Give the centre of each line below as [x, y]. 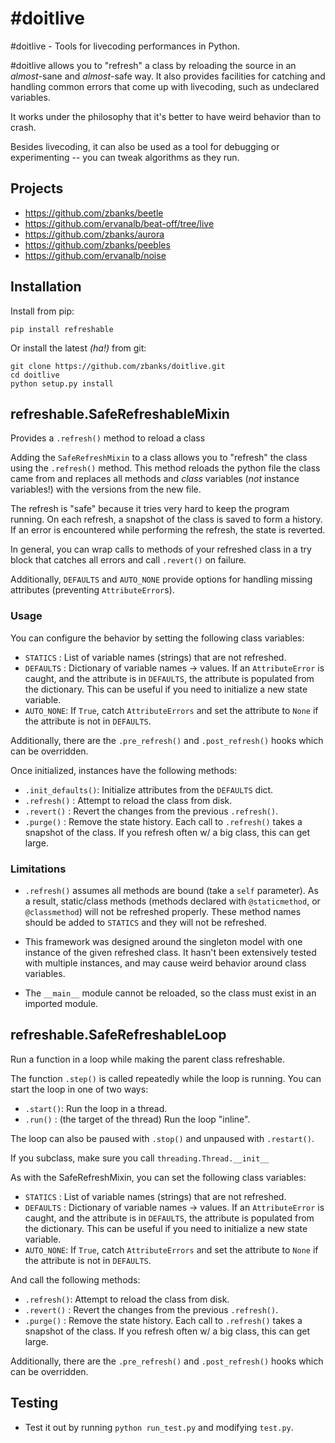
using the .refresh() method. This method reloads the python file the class [165, 468]
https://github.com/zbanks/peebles [97, 244]
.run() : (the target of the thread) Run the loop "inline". [137, 1119]
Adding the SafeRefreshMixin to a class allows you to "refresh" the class [159, 458]
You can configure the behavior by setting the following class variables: [157, 638]
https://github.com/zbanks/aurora [94, 234]
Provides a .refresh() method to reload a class [108, 438]
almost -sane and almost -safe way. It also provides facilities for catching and [168, 76]
